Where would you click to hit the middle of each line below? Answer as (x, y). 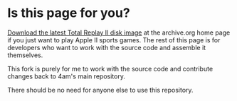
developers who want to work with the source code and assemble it (107, 47)
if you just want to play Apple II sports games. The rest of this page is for (114, 40)
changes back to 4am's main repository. (67, 76)
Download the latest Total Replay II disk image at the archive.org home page (119, 32)
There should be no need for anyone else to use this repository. (100, 90)
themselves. (25, 55)
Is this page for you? (69, 13)
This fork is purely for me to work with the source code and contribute (110, 69)
